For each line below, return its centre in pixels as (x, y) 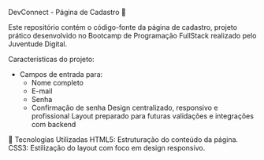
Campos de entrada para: (61, 74)
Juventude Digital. (38, 44)
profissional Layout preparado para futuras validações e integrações (143, 116)
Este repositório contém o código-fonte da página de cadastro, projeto (123, 27)
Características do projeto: (51, 59)
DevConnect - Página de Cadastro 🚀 (67, 12)
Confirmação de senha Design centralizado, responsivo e (125, 107)
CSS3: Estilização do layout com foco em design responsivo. (107, 148)
